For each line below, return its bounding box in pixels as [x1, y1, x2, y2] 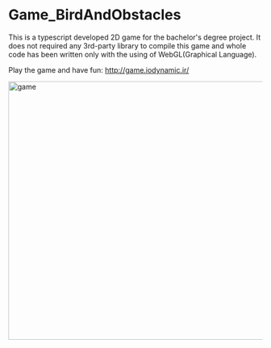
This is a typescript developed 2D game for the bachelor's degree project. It [8, 32, 261, 42]
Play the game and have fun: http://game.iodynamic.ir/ [8, 65, 190, 74]
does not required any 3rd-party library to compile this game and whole [8, 40, 247, 50]
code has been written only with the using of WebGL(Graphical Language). [8, 49, 257, 59]
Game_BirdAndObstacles [8, 6, 181, 24]
